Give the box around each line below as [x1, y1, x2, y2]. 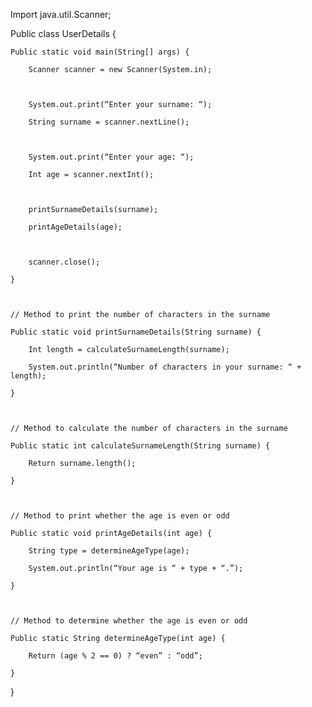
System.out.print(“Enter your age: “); [28, 152, 195, 162]
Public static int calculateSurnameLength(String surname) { [10, 441, 271, 451]
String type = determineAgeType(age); [28, 546, 190, 556]
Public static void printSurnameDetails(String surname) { [10, 327, 262, 337]
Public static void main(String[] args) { [10, 47, 190, 57]
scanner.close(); [28, 257, 101, 267]
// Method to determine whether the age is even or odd [10, 616, 248, 626]
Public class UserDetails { [10, 28, 117, 39]
